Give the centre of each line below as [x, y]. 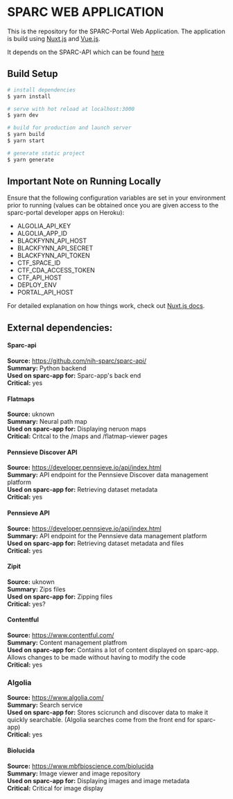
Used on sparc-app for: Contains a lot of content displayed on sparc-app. [113, 650]
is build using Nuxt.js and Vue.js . [54, 38]
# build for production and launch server [69, 128]
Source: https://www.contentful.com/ [61, 635]
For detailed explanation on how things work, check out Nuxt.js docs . [106, 306]
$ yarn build [26, 135]
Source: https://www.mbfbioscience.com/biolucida [80, 766]
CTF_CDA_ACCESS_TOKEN [56, 270]
